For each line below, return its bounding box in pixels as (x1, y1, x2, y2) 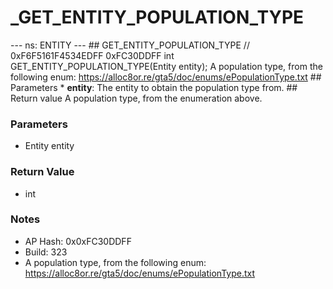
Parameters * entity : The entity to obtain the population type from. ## (10, 81, 298, 93)
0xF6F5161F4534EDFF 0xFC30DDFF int (10, 49, 175, 61)
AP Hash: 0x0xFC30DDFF (24, 235, 132, 247)
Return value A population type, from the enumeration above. (10, 92, 263, 104)
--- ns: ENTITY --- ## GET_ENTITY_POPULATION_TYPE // (10, 39, 250, 51)
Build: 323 (24, 246, 68, 258)
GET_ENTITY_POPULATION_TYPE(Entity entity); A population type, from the (10, 60, 323, 72)
